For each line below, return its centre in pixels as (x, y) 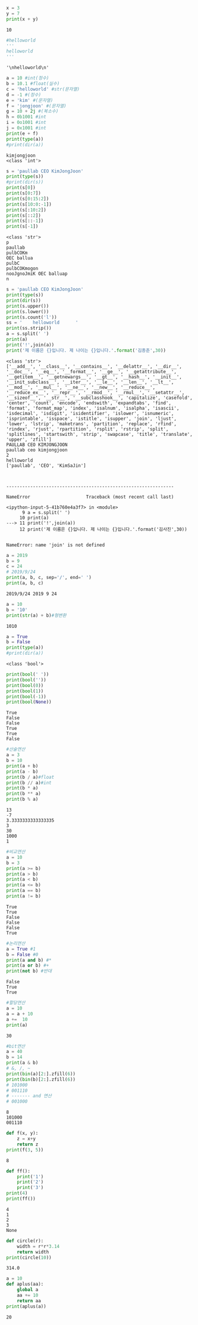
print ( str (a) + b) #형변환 (36, 615)
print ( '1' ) (30, 1177)
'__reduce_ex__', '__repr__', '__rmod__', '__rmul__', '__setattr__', (95, 392)
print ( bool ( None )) (29, 702)
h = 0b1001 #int (26, 117)
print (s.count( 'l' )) (32, 317)
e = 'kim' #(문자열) (30, 100)
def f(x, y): (22, 1133)
